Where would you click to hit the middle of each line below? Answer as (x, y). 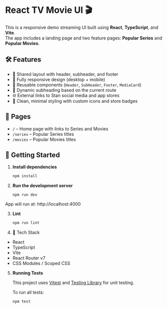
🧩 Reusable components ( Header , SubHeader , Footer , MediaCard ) (77, 85)
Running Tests (28, 273)
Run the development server (43, 186)
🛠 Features (23, 60)
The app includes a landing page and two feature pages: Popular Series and (84, 38)
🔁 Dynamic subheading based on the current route (64, 90)
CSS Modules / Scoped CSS (41, 264)
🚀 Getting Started (33, 155)
